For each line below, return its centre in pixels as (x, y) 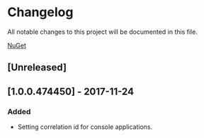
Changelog (40, 12)
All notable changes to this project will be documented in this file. (103, 32)
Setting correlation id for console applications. (85, 127)
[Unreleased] (37, 68)
